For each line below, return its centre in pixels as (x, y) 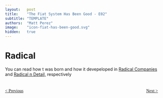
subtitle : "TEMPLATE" (27, 18)
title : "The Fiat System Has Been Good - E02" (56, 14)
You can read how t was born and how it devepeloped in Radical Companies (81, 69)
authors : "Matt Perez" (29, 23)
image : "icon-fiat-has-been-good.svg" (48, 28)
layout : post (20, 9)
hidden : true (20, 32)
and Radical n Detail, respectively (38, 74)
